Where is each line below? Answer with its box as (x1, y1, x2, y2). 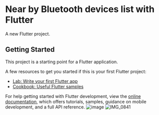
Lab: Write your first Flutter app (12, 78, 78, 84)
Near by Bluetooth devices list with (5, 4, 155, 15)
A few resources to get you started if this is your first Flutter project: (5, 68, 146, 74)
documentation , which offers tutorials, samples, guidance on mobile (5, 98, 146, 104)
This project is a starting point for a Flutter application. (5, 59, 118, 65)
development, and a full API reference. (5, 104, 85, 110)
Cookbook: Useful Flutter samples (12, 83, 84, 89)
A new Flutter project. (5, 31, 50, 37)
